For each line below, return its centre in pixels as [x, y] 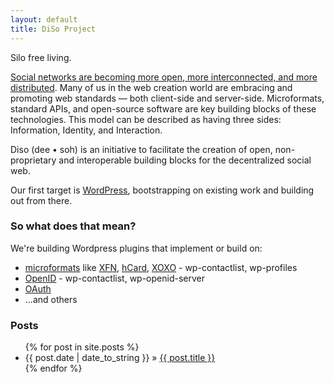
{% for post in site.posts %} [82, 347]
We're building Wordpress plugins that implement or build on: [136, 248]
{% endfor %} [53, 368]
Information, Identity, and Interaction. [86, 130]
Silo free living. [41, 57]
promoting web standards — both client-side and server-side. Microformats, [167, 98]
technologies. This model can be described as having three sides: [146, 119]
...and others [51, 299]
